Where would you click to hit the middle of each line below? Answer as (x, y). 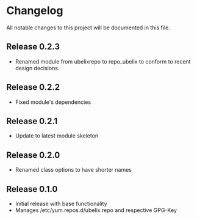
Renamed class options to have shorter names (73, 170)
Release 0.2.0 (33, 155)
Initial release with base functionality (61, 204)
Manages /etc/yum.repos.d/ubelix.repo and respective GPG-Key (96, 210)
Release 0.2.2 (33, 87)
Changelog (35, 11)
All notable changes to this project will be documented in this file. (88, 28)
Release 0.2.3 (33, 47)
